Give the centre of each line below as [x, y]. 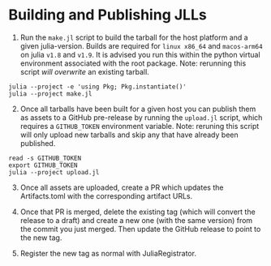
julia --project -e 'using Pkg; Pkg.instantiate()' [97, 87]
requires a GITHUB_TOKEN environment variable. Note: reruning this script [140, 126]
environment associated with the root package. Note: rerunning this [133, 63]
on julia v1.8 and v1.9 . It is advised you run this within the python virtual [140, 54]
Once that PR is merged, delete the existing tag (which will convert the [138, 212]
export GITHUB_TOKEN [43, 165]
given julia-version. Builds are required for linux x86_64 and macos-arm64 [141, 45]
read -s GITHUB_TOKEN [45, 158]
